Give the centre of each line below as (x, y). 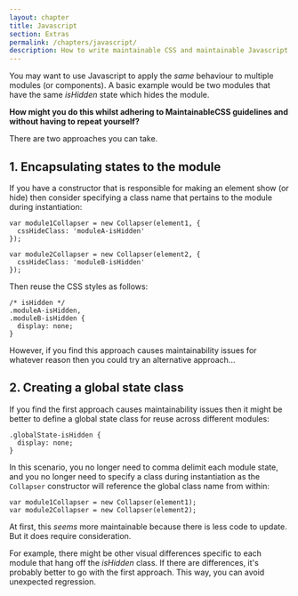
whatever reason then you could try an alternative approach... (122, 359)
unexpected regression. (52, 581)
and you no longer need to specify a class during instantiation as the (135, 476)
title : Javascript (43, 26)
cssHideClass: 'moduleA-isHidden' (81, 231)
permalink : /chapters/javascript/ (73, 42)
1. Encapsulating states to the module (115, 167)
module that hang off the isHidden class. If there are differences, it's (134, 562)
